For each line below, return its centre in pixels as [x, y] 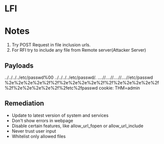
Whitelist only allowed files [39, 136]
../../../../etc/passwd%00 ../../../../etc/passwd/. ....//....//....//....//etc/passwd [79, 77]
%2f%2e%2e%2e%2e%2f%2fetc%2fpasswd [51, 88]
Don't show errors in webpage [42, 120]
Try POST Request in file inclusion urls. [51, 45]
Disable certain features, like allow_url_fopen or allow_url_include [77, 126]
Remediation [25, 103]
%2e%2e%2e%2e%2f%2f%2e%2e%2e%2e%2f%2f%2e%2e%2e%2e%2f [82, 82]
